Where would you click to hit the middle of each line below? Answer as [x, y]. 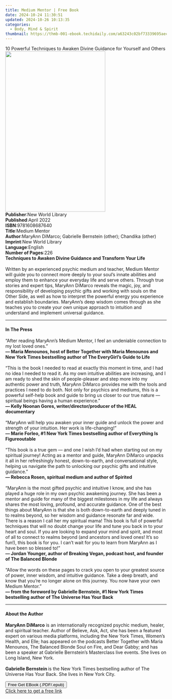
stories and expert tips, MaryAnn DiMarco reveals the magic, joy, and [78, 285]
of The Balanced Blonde [31, 559]
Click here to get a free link [34, 691]
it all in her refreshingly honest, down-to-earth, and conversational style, [82, 461]
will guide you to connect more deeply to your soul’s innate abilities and [81, 275]
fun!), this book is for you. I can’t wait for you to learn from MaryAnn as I [81, 543]
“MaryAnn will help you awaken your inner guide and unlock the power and [84, 423]
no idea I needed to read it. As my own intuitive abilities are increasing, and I [85, 373]
